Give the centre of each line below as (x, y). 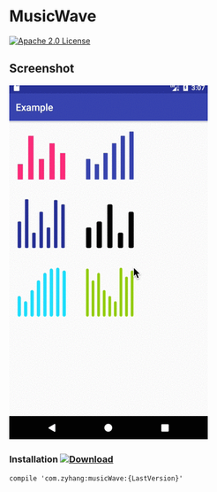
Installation (34, 459)
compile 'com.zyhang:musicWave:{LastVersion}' (96, 479)
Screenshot (42, 69)
